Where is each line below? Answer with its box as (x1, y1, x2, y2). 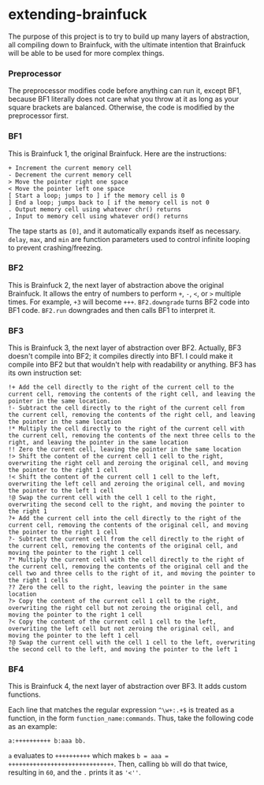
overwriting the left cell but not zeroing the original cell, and (8, 625, 235, 633)
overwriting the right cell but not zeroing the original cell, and (8, 605, 238, 612)
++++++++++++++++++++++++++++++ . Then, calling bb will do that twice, (8, 759, 229, 769)
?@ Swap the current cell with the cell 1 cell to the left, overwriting (8, 638, 256, 647)
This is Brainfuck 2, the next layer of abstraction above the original (8, 280, 225, 289)
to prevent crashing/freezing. (8, 243, 103, 252)
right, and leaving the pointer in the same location (8, 439, 189, 447)
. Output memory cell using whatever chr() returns (8, 205, 181, 214)
